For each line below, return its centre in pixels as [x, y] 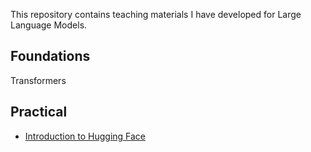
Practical [39, 112]
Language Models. [49, 25]
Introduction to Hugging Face [85, 136]
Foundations [50, 56]
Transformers [38, 80]
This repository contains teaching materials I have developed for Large [156, 14]
